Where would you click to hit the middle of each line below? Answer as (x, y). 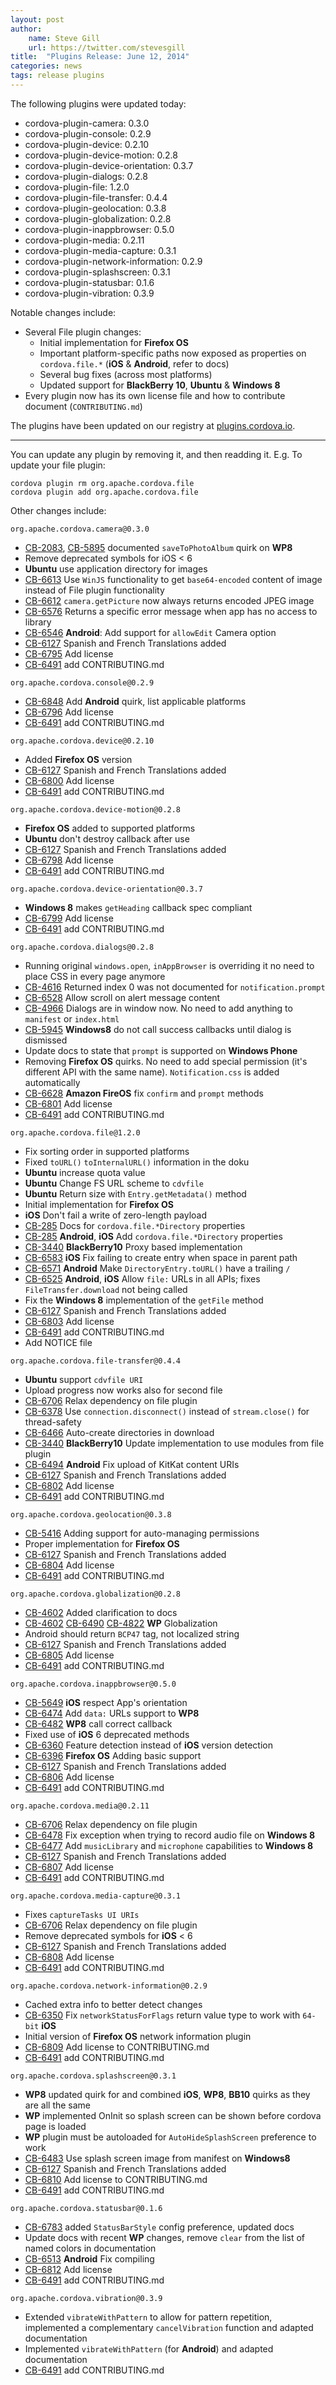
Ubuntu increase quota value (85, 1172)
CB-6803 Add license (69, 1321)
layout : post (37, 19)
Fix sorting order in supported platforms (107, 1151)
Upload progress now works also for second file (123, 1390)
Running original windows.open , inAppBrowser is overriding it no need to (169, 965)
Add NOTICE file (58, 1342)
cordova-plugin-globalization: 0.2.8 (98, 218)
